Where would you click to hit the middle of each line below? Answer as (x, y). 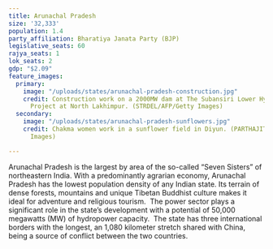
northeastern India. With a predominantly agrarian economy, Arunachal (127, 175)
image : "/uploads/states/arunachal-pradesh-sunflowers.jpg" (127, 122)
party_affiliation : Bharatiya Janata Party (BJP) (94, 39)
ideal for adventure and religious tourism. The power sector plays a (122, 201)
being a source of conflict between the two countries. (98, 235)
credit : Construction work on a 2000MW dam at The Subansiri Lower (139, 99)
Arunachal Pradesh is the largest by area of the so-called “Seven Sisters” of (135, 166)
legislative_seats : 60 (47, 46)
